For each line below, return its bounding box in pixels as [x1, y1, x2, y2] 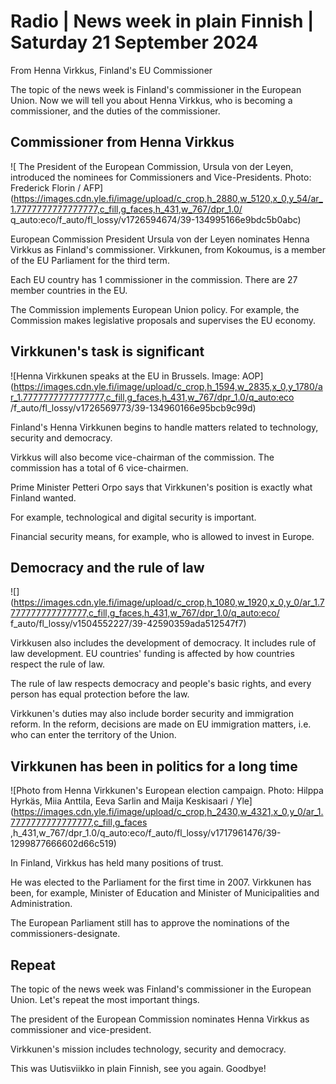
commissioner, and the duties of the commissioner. [10, 105, 221, 117]
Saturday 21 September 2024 [10, 31, 259, 54]
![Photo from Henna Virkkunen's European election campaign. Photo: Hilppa [10, 785, 324, 797]
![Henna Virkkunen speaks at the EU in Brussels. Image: [10, 370, 240, 382]
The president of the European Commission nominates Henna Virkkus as [10, 1013, 310, 1025]
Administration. [10, 898, 73, 910]
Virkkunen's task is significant [10, 343, 205, 360]
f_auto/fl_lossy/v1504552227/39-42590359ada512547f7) [10, 618, 247, 630]
